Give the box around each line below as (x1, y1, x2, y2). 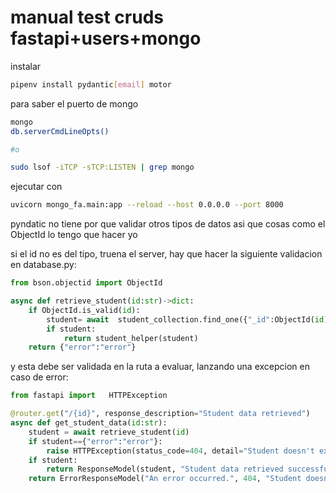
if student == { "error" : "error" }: (28, 436, 163, 446)
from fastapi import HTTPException (10, 391, 168, 401)
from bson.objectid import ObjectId (10, 278, 163, 288)
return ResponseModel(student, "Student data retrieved (46, 464, 284, 475)
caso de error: (10, 371, 69, 383)
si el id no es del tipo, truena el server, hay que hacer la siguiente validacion (10, 248, 323, 260)
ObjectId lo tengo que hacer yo (10, 229, 138, 241)
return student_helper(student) (63, 333, 199, 343)
